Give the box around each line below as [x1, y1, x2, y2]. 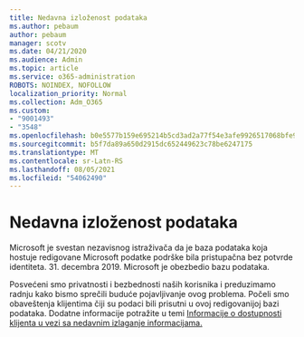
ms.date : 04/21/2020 [9, 47, 88, 56]
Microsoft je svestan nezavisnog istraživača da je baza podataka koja [9, 242, 269, 254]
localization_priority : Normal [9, 89, 128, 98]
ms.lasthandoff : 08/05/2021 [9, 165, 116, 174]
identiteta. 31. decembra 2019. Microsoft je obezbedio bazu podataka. [9, 262, 270, 273]
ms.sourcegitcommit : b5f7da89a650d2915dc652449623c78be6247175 [9, 140, 253, 149]
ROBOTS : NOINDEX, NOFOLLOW [9, 81, 111, 90]
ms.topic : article [9, 64, 79, 73]
